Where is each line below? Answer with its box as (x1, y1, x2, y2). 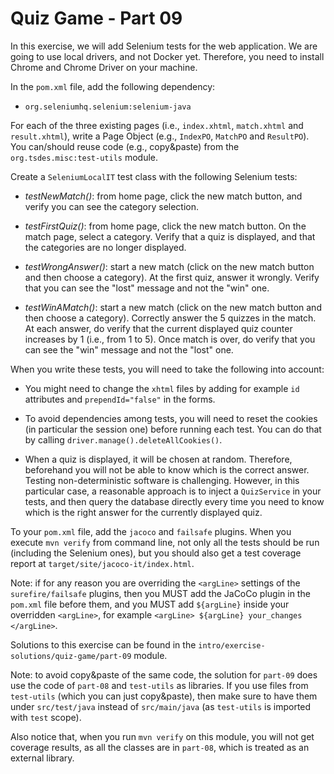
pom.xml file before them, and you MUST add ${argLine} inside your (10, 598, 290, 610)
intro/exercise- (198, 640, 266, 651)
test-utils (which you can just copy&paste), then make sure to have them (10, 690, 318, 702)
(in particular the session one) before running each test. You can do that (24, 423, 322, 435)
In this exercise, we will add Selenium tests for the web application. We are (10, 40, 318, 52)
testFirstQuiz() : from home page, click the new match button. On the (24, 220, 307, 232)
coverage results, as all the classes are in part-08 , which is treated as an (10, 741, 310, 753)
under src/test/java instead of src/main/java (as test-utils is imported (10, 700, 312, 712)
